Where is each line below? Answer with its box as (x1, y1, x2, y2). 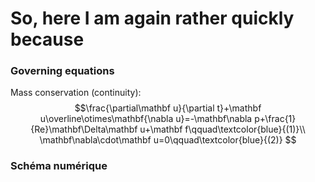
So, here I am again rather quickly (10, 7, 295, 30)
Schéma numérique (10, 159, 108, 173)
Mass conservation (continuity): (10, 87, 142, 99)
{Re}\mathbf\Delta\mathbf (30, 123, 138, 136)
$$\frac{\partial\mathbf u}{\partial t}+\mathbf (74, 102, 262, 114)
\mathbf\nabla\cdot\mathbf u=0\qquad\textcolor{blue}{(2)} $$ (39, 134, 297, 146)
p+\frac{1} (254, 113, 297, 125)
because (10, 28, 85, 51)
